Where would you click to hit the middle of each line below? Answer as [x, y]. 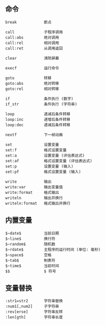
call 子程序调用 [34, 32]
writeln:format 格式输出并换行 [38, 203]
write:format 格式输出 [32, 192]
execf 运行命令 [32, 68]
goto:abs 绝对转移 [32, 83]
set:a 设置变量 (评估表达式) [45, 155]
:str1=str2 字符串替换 [34, 301]
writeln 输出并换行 [34, 198]
